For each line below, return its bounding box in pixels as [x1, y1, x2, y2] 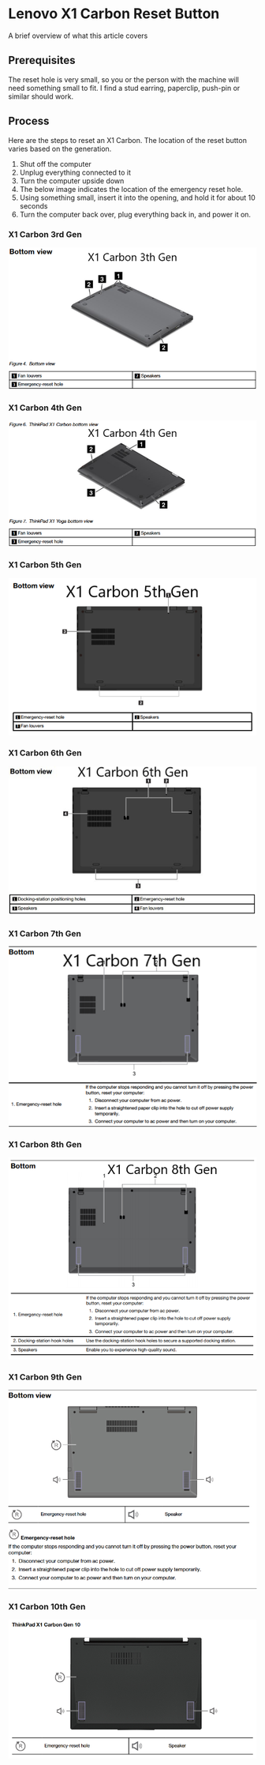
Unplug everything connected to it [19, 167, 132, 177]
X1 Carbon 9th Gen [8, 1372, 83, 1383]
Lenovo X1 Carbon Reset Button [8, 5, 220, 23]
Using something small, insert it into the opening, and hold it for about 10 [19, 193, 256, 202]
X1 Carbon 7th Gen [8, 928, 81, 939]
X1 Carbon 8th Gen [8, 1139, 82, 1150]
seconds [19, 201, 48, 210]
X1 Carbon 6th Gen [8, 747, 82, 758]
